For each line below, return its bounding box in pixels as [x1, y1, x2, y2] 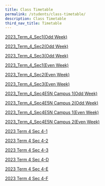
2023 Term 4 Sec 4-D [5, 157, 49, 163]
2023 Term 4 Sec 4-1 [5, 129, 48, 134]
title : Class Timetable [5, 7, 53, 12]
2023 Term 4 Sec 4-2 [5, 138, 49, 144]
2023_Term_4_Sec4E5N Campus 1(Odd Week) [5, 91, 98, 96]
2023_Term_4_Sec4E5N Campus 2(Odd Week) [5, 100, 99, 106]
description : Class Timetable [5, 16, 67, 21]
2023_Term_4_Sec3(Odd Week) [5, 53, 69, 59]
